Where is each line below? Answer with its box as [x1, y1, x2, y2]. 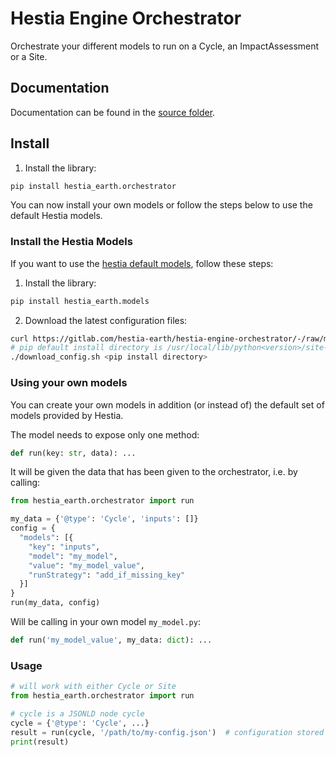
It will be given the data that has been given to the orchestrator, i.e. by [10, 466, 298, 478]
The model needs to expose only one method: [10, 428, 200, 441]
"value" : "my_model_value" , [28, 560, 145, 571]
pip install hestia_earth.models [10, 296, 150, 306]
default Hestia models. [10, 210, 103, 222]
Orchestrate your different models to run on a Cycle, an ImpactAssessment [10, 40, 320, 52]
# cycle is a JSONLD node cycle [10, 708, 145, 719]
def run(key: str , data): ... [10, 448, 137, 458]
